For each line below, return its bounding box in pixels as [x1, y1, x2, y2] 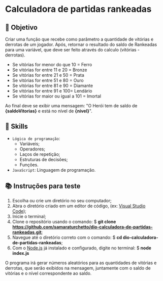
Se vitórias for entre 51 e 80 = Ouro [12, 78, 84, 83]
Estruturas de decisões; [19, 156, 68, 162]
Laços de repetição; [19, 151, 61, 157]
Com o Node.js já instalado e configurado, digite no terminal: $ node [12, 245, 152, 251]
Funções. [19, 162, 38, 168]
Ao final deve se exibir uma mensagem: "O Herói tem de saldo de [5, 103, 138, 108]
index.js [12, 250, 30, 256]
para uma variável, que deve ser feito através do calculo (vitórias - [5, 47, 140, 52]
